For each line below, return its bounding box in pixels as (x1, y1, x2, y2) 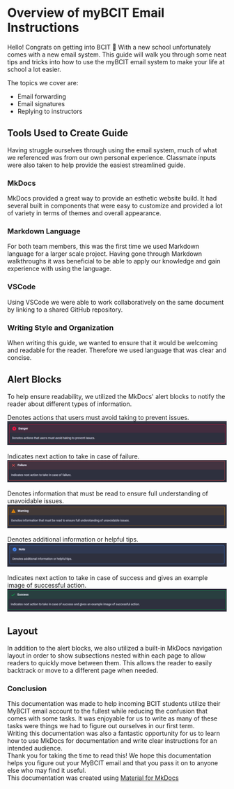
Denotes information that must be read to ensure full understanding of (7, 489, 209, 498)
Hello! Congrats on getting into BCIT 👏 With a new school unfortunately (7, 43, 211, 51)
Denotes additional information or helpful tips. (7, 535, 139, 543)
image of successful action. (7, 581, 87, 589)
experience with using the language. (7, 264, 112, 273)
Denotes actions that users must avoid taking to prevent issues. (7, 413, 189, 421)
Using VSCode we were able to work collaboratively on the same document (7, 298, 224, 306)
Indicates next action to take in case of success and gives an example (7, 573, 208, 581)
